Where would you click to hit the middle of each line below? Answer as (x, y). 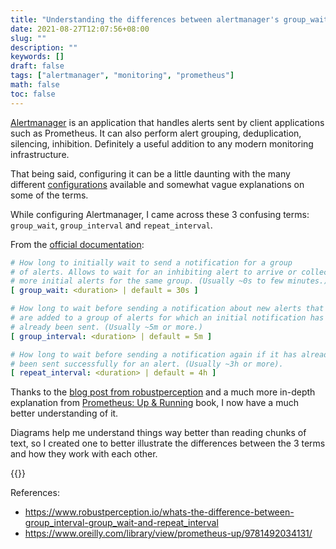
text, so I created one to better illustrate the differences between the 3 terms (168, 443)
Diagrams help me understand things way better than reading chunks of (158, 433)
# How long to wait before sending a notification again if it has (154, 354)
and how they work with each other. (84, 454)
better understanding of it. (64, 413)
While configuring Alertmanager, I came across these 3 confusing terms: (160, 214)
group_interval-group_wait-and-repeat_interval (121, 523)
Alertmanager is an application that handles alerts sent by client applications (167, 122)
